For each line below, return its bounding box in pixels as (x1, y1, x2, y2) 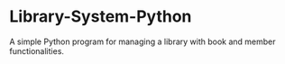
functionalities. (9, 45, 65, 56)
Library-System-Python (9, 6, 192, 27)
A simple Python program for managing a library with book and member (9, 36, 277, 47)
